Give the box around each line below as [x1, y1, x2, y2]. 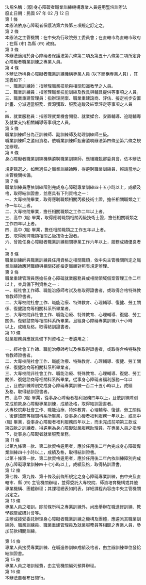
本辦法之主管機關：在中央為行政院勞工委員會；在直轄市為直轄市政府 [5, 34, 141, 40]
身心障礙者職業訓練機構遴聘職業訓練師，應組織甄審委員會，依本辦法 [5, 156, 141, 162]
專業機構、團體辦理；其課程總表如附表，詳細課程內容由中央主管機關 [5, 486, 141, 491]
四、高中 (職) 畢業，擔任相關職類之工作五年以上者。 [5, 227, 109, 232]
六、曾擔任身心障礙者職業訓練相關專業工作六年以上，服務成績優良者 [5, 239, 141, 244]
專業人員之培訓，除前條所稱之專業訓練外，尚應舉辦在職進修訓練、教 [5, 504, 141, 509]
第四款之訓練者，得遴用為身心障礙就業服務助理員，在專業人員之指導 [5, 425, 141, 431]
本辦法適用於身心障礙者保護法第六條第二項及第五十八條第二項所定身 [5, 53, 141, 58]
